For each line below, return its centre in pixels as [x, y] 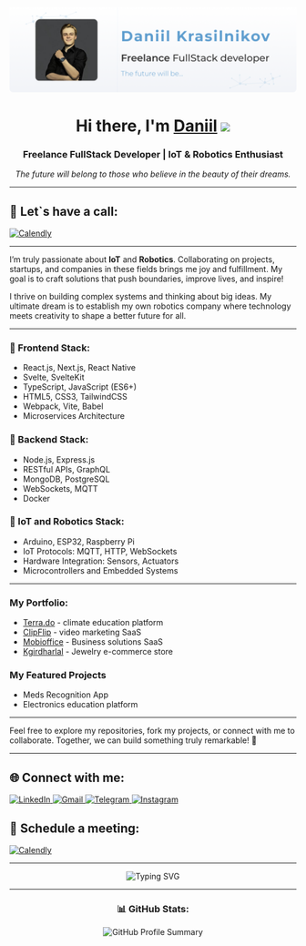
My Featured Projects [58, 676]
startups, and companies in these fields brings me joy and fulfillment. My [146, 269]
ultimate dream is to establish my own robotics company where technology [150, 306]
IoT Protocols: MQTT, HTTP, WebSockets [100, 551]
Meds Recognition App [66, 695]
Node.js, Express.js [59, 459]
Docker [36, 498]
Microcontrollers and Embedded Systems [100, 570]
